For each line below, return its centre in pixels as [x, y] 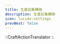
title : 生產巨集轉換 [24, 10]
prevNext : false [21, 23]
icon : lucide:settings [28, 19]
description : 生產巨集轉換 [30, 14]
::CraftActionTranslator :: [30, 37]
